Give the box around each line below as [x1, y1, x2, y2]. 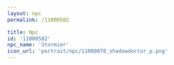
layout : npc [7, 10, 41, 17]
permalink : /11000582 [7, 16, 70, 23]
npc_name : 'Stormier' [7, 42, 70, 49]
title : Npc [7, 29, 39, 36]
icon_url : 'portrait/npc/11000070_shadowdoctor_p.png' [7, 48, 168, 55]
